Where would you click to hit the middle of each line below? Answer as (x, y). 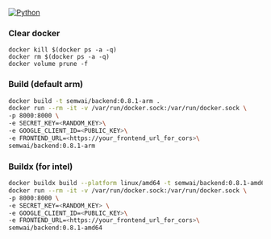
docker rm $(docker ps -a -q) (59, 57)
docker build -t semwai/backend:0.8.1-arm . (84, 101)
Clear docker (34, 33)
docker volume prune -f (48, 64)
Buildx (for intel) (41, 167)
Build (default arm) (46, 84)
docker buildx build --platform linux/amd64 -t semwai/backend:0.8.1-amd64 (138, 183)
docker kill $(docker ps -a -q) (63, 50)
